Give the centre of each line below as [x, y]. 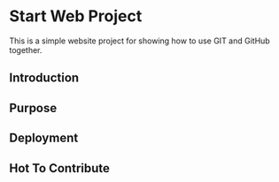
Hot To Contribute [60, 168]
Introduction [44, 78]
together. [26, 49]
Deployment [44, 138]
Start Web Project [76, 16]
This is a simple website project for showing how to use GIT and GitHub [139, 41]
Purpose [33, 108]
